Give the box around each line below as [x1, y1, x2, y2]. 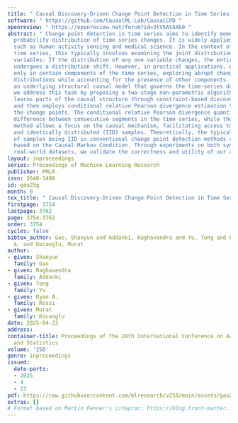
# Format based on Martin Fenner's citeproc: [7, 405, 144, 412]
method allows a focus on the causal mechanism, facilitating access [13, 122, 223, 129]
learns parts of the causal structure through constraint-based [13, 96, 208, 103]
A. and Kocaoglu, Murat [13, 241, 84, 248]
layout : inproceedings [7, 155, 74, 163]
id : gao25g [7, 181, 40, 188]
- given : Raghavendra [7, 267, 72, 274]
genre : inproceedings [7, 352, 72, 359]
